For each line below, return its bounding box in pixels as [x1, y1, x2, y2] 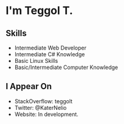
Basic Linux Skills [14, 57, 58, 64]
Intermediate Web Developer [14, 44, 87, 51]
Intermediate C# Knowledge [14, 51, 85, 58]
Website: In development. [14, 111, 78, 118]
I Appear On [5, 81, 52, 92]
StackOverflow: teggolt [14, 97, 73, 104]
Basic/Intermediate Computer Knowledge [14, 64, 119, 71]
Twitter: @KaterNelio [14, 104, 67, 111]
